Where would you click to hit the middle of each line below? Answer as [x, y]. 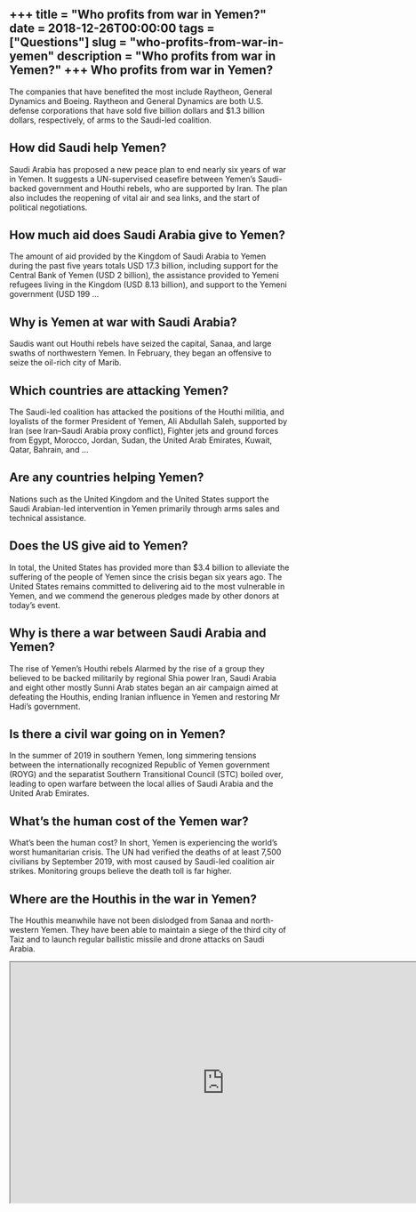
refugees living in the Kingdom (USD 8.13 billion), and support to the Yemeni [148, 285]
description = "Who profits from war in [166, 56]
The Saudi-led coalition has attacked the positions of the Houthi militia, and [147, 412]
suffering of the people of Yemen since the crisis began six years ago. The [146, 576]
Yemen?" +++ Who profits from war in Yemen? [141, 70]
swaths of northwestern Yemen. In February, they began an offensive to [140, 353]
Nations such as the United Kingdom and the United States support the [139, 499]
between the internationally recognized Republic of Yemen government [140, 765]
